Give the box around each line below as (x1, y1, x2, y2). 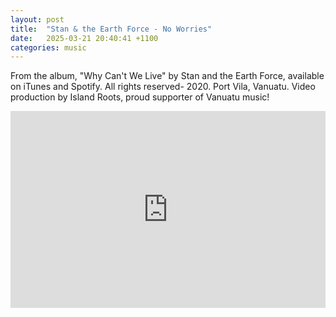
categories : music (10, 42, 87, 53)
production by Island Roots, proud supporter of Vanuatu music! (10, 91, 270, 103)
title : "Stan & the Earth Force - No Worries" (10, 24, 213, 34)
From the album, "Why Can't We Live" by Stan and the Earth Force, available (10, 70, 325, 82)
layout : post (10, 14, 65, 25)
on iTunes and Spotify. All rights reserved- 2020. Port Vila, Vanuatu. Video (10, 81, 316, 93)
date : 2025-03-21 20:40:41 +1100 (10, 33, 159, 43)
